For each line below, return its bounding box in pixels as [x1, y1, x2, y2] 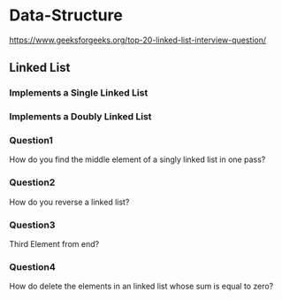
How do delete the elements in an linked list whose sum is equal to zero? [9, 281, 274, 292]
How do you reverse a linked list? [9, 196, 130, 207]
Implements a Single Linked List [9, 87, 149, 99]
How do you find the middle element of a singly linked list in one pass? [9, 154, 266, 165]
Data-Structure [9, 5, 124, 26]
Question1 [9, 135, 53, 147]
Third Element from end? [9, 239, 100, 250]
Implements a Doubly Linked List [9, 111, 152, 123]
